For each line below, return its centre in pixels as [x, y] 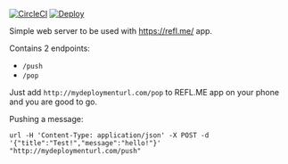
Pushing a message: [46, 119]
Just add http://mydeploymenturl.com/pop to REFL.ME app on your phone [144, 92]
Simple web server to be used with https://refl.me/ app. [111, 31]
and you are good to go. [53, 102]
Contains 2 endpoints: [50, 48]
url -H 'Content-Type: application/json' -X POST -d [109, 135]
